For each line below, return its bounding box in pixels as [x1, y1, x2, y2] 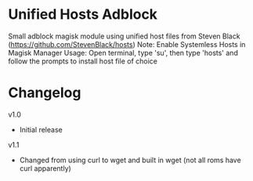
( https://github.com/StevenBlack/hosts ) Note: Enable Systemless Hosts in [8, 39, 246, 49]
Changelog [8, 84, 81, 102]
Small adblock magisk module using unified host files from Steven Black [8, 31, 240, 41]
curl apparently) [19, 163, 72, 173]
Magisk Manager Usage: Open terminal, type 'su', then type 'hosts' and [8, 48, 239, 57]
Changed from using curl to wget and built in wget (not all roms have [19, 155, 241, 165]
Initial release [19, 125, 63, 134]
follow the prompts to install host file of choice [8, 56, 158, 66]
